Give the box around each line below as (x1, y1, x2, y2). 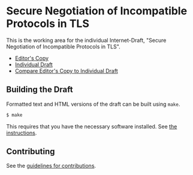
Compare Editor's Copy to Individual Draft (14, 67, 118, 74)
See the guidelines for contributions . (6, 162, 96, 170)
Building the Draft (6, 85, 73, 95)
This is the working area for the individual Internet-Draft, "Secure (6, 36, 167, 44)
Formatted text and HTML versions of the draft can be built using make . (6, 100, 180, 108)
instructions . (6, 129, 37, 136)
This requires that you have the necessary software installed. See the (6, 122, 177, 130)
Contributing (6, 146, 55, 156)
